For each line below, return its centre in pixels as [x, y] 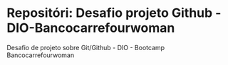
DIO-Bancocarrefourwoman [91, 28]
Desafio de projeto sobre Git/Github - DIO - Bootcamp [86, 47]
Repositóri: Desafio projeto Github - [114, 13]
